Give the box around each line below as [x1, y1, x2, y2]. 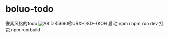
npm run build [11, 26, 40, 33]
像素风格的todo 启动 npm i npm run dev [5, 20, 158, 26]
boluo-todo [5, 3, 54, 15]
